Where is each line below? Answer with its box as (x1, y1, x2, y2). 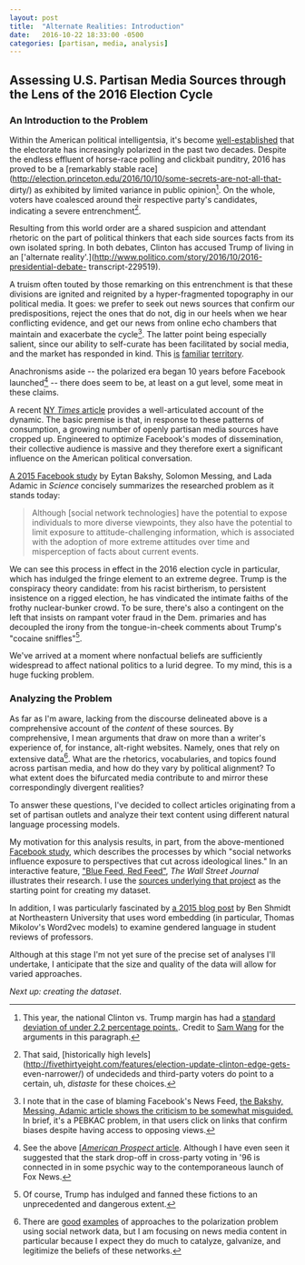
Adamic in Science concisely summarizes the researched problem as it (9, 479, 274, 491)
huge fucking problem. (9, 669, 94, 680)
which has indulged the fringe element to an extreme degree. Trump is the (9, 573, 288, 584)
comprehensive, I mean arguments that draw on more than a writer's (9, 732, 266, 743)
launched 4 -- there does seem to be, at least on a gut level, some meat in (9, 375, 283, 387)
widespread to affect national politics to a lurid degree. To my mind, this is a (9, 660, 292, 671)
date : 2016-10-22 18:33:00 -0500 (9, 30, 144, 39)
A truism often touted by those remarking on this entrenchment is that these (9, 279, 293, 290)
